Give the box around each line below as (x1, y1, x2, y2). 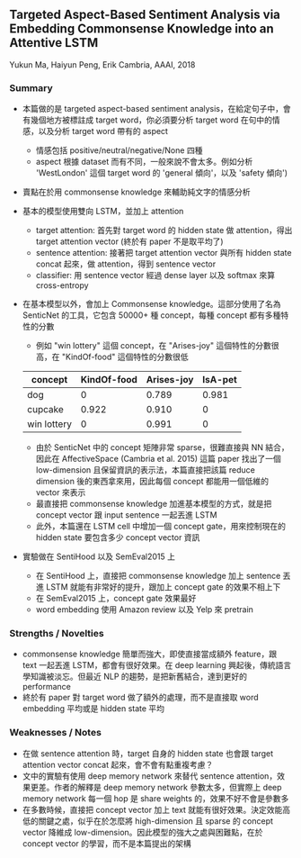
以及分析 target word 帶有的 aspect (38, 126, 169, 137)
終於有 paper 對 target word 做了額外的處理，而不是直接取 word (22, 692, 259, 703)
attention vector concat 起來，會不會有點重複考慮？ (22, 759, 214, 770)
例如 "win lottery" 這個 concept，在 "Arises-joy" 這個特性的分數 (35, 340, 271, 351)
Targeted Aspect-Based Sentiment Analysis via (9, 7, 281, 23)
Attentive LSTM (9, 35, 99, 50)
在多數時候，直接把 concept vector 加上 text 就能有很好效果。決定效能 (22, 804, 283, 815)
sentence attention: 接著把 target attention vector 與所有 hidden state (35, 248, 292, 258)
